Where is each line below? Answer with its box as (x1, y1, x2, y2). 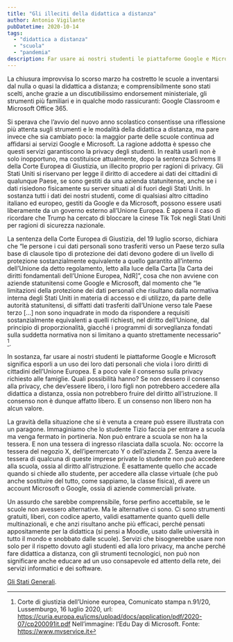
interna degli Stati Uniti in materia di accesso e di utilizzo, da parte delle (7, 294, 212, 302)
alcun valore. (7, 404, 44, 412)
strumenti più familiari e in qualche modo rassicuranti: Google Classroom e (7, 97, 221, 105)
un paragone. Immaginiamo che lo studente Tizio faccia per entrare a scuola (7, 425, 225, 433)
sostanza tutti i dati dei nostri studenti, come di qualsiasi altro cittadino (7, 191, 209, 200)
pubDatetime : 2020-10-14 (7, 23, 79, 30)
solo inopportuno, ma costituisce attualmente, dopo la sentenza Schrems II (7, 154, 221, 163)
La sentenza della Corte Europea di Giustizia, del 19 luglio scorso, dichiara (7, 234, 218, 243)
